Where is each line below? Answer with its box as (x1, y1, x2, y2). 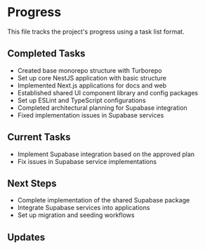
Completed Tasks (7, 48, 86, 60)
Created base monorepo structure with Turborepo (17, 66, 162, 74)
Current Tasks (7, 131, 71, 144)
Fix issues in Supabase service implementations (17, 157, 157, 165)
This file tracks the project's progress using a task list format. (7, 27, 185, 36)
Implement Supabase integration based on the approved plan (17, 150, 195, 158)
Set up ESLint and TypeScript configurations (17, 96, 146, 104)
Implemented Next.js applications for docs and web (17, 81, 167, 90)
